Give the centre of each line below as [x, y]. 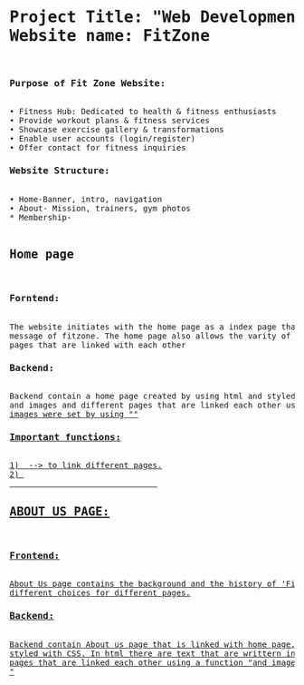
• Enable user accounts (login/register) [103, 139]
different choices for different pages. [100, 593]
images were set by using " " [74, 414]
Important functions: [65, 437]
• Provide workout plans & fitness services [110, 121]
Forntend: [35, 298]
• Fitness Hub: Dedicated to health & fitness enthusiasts [143, 112]
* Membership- [41, 217]
